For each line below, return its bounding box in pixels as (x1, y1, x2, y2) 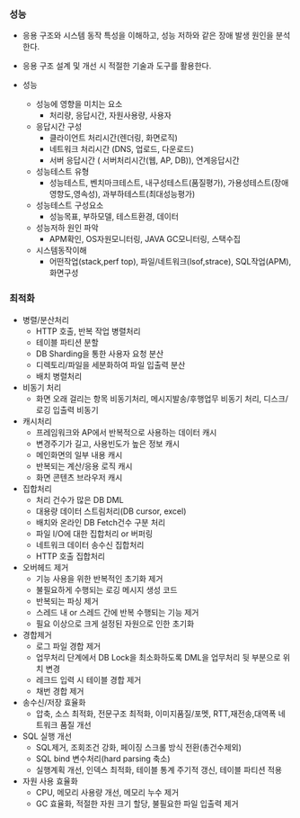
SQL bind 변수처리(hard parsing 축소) (35, 753, 171, 764)
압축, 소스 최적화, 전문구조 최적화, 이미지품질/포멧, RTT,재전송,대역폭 (35, 708, 277, 719)
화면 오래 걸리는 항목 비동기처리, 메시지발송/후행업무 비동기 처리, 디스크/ (35, 393, 289, 404)
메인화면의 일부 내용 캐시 (35, 449, 123, 460)
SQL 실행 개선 (22, 731, 72, 742)
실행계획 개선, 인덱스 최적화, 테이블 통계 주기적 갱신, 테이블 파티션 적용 (35, 764, 283, 775)
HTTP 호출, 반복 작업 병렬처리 (35, 326, 141, 337)
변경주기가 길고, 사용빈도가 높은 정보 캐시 (35, 438, 181, 449)
